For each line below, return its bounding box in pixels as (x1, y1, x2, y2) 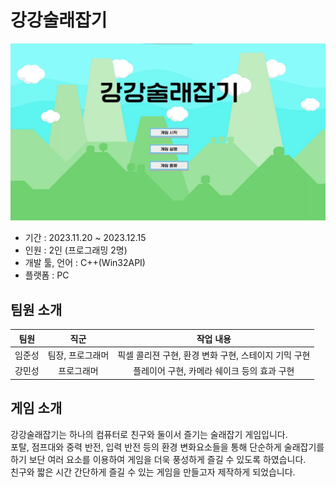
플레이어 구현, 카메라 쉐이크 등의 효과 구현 (133, 365, 295, 377)
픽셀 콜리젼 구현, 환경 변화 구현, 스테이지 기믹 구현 (117, 349, 311, 361)
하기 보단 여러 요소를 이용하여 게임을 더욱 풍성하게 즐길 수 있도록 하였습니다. (10, 453, 307, 465)
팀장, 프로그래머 (47, 349, 110, 361)
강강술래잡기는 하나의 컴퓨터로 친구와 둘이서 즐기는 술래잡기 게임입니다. (10, 428, 288, 440)
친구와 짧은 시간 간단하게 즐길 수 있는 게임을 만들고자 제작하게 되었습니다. (10, 466, 296, 478)
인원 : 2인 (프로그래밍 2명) (24, 244, 128, 256)
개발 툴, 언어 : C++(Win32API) (24, 257, 146, 269)
